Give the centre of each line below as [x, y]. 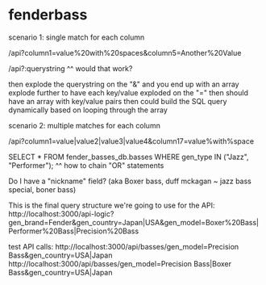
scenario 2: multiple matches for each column [85, 125]
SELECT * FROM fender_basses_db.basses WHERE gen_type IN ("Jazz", [129, 157]
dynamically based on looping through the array [88, 110]
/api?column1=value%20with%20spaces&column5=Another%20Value [125, 52]
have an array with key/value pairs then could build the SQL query [118, 101]
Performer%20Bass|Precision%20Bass [74, 231]
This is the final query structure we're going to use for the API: [112, 205]
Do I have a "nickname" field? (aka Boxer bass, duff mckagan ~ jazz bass [130, 181]
